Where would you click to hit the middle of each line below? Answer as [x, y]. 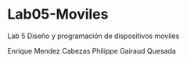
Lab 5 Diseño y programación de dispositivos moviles [93, 36]
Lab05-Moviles [58, 14]
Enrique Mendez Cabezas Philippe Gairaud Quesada [92, 51]
